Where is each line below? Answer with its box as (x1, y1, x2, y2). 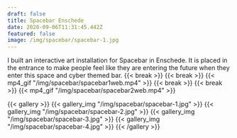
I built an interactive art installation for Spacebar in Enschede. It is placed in (7, 56, 228, 64)
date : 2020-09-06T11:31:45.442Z (7, 23, 103, 30)
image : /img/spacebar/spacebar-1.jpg (7, 37, 119, 44)
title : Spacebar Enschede (7, 17, 84, 24)
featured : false (7, 30, 55, 38)
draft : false (7, 10, 46, 18)
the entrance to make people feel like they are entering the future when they (7, 64, 231, 72)
